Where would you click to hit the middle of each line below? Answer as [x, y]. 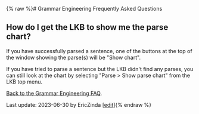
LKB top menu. [24, 81]
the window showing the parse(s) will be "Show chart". [74, 57]
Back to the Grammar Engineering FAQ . [54, 93]
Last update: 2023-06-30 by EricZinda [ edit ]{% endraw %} [79, 104]
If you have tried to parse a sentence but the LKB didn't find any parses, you [100, 69]
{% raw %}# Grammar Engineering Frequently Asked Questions [84, 9]
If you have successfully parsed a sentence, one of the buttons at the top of [99, 51]
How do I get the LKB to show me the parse [87, 27]
